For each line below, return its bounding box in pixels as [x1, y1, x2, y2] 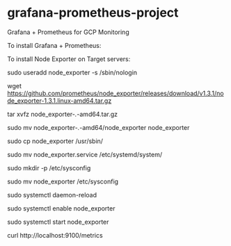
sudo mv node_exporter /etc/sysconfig [7, 177, 119, 186]
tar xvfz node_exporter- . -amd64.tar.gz [7, 110, 118, 118]
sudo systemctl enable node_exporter [7, 204, 115, 213]
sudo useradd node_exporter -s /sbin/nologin [7, 68, 138, 76]
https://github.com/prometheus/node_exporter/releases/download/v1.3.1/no [7, 89, 224, 97]
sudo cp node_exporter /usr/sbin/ [7, 137, 103, 145]
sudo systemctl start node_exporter [7, 218, 109, 226]
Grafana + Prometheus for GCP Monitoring [7, 28, 130, 36]
